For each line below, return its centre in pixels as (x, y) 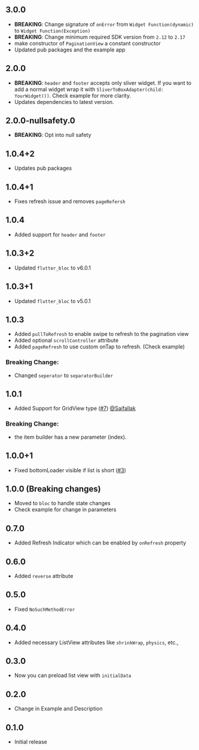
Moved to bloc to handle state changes (62, 503)
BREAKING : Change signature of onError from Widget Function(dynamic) (104, 24)
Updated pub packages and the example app (70, 50)
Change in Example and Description (58, 709)
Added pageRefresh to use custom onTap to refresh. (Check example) (99, 347)
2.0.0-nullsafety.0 (40, 121)
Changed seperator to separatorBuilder (64, 375)
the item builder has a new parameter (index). (70, 437)
